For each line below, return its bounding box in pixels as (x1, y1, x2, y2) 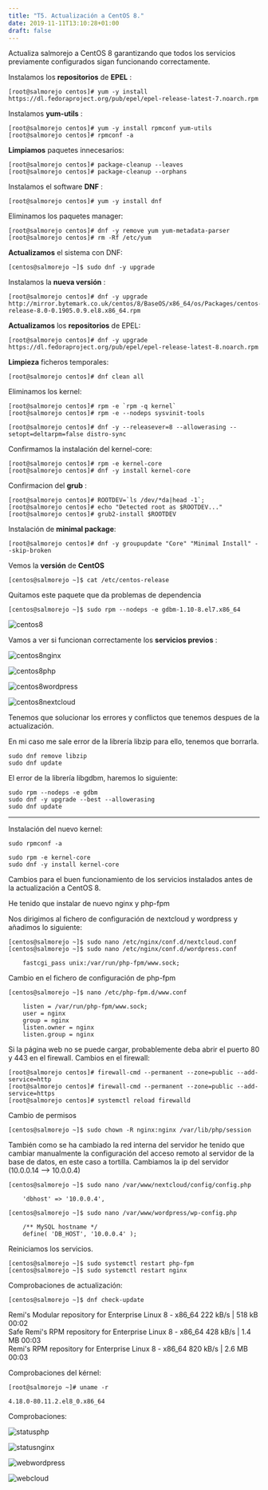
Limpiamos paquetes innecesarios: (8, 146, 125, 155)
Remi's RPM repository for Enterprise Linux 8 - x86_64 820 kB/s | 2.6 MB (8, 1344, 249, 1354)
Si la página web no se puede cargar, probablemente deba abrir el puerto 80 (8, 1045, 260, 1054)
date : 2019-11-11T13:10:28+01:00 (8, 19, 120, 27)
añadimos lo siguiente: (8, 923, 82, 933)
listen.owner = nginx (22, 1024, 94, 1032)
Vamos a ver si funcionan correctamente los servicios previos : (8, 635, 218, 645)
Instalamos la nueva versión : (8, 278, 106, 287)
